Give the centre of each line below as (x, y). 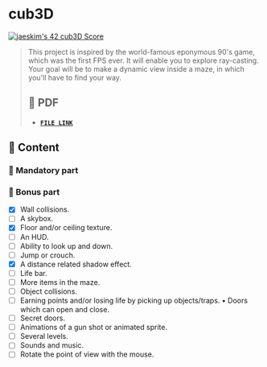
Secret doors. (43, 318)
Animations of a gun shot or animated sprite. (93, 328)
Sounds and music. (52, 345)
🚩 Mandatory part (43, 171)
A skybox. (37, 219)
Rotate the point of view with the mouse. (87, 354)
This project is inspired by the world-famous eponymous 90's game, (142, 52)
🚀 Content (34, 148)
